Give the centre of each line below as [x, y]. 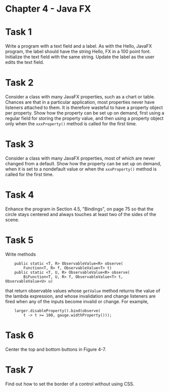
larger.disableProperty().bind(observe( [57, 311]
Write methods [21, 254]
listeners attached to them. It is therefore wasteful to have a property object [84, 108]
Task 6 [19, 335]
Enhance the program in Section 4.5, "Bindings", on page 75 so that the [79, 209]
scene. [12, 220]
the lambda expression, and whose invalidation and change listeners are [80, 296]
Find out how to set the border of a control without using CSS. [70, 384]
